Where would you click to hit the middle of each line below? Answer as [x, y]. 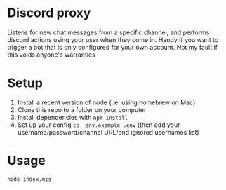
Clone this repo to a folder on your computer [82, 109]
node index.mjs [29, 179]
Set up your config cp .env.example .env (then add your [99, 125]
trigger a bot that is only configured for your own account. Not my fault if [113, 47]
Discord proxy [49, 13]
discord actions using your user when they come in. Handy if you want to [113, 39]
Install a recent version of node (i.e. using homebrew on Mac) [106, 102]
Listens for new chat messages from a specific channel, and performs [108, 32]
